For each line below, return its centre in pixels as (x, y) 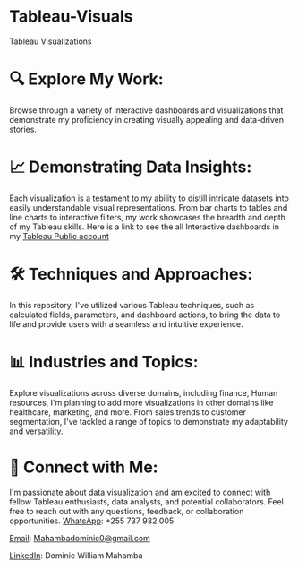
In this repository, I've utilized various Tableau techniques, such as (132, 305)
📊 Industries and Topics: (104, 362)
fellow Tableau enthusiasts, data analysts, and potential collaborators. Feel (146, 501)
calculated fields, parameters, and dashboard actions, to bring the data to (145, 315)
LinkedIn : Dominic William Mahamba (76, 555)
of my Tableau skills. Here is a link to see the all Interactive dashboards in (145, 227)
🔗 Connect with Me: (84, 467)
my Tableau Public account (59, 236)
